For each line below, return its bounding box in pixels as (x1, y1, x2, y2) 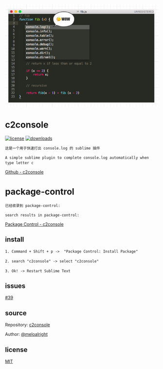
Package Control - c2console (5, 221, 64, 227)
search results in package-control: (5, 213, 79, 217)
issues (5, 282, 26, 290)
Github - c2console (5, 169, 44, 175)
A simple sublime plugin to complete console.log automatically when (5, 155, 149, 160)
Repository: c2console (5, 322, 50, 328)
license (5, 346, 28, 354)
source (5, 309, 27, 317)
